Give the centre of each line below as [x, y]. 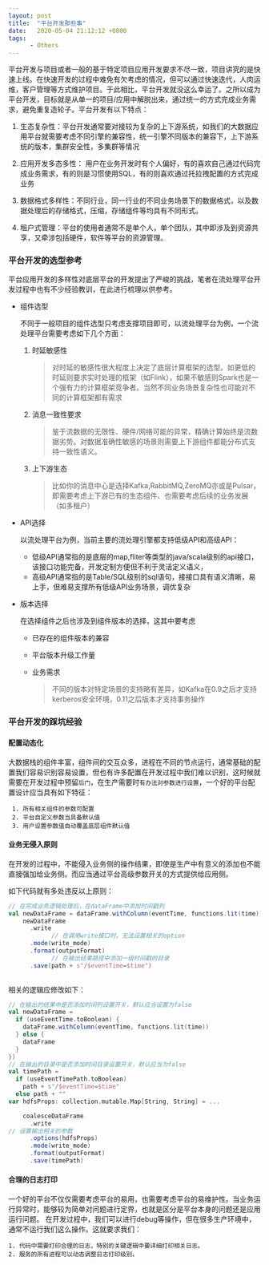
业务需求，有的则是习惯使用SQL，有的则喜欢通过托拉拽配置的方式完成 [143, 174]
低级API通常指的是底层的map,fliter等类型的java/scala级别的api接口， [145, 557]
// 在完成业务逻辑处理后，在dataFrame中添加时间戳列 [86, 906]
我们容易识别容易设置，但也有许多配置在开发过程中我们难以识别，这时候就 [138, 772]
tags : [17, 38]
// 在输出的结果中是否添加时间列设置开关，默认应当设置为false [100, 1004]
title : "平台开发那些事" [47, 23]
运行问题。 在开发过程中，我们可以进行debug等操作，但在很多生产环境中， [132, 1219]
